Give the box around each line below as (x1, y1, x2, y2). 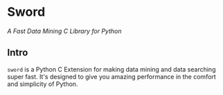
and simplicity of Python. (7, 80, 78, 88)
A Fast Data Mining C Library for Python (7, 27, 122, 35)
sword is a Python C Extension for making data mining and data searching (7, 65, 216, 73)
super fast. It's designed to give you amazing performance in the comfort (7, 72, 216, 81)
